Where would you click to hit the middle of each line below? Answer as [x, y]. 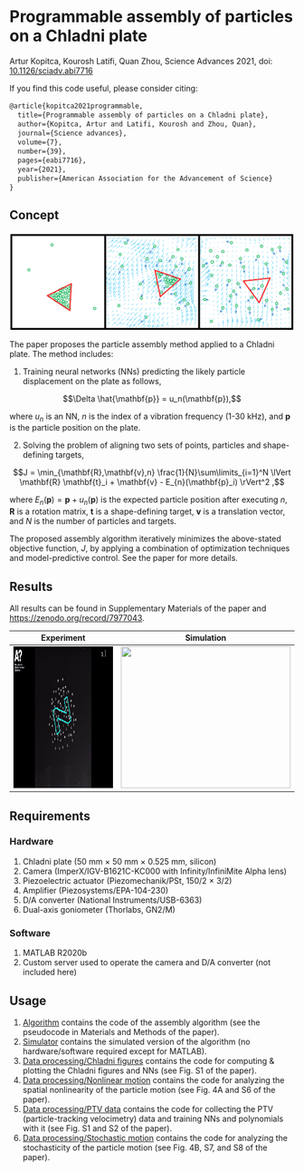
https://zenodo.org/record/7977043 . [77, 617]
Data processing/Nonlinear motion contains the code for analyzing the [153, 1079]
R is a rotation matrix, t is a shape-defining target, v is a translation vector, [147, 512]
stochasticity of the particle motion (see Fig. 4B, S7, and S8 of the [145, 1147]
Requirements [50, 816]
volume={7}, [40, 142]
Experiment [63, 638]
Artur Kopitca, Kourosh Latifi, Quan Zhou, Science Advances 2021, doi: [141, 61]
